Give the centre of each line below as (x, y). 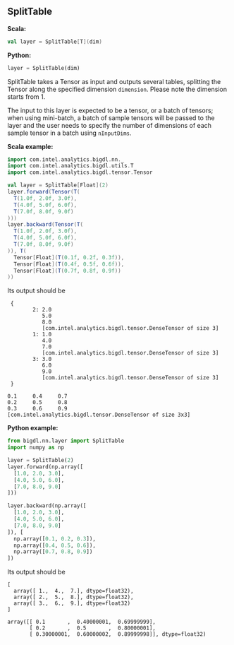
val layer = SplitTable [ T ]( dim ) (55, 42)
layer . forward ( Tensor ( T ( (44, 192)
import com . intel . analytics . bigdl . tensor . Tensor (80, 172)
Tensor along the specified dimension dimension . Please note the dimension (117, 89)
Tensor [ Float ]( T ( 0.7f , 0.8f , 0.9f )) (67, 271)
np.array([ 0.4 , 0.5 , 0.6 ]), (55, 545)
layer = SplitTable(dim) (44, 68)
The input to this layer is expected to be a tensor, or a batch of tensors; (110, 110)
